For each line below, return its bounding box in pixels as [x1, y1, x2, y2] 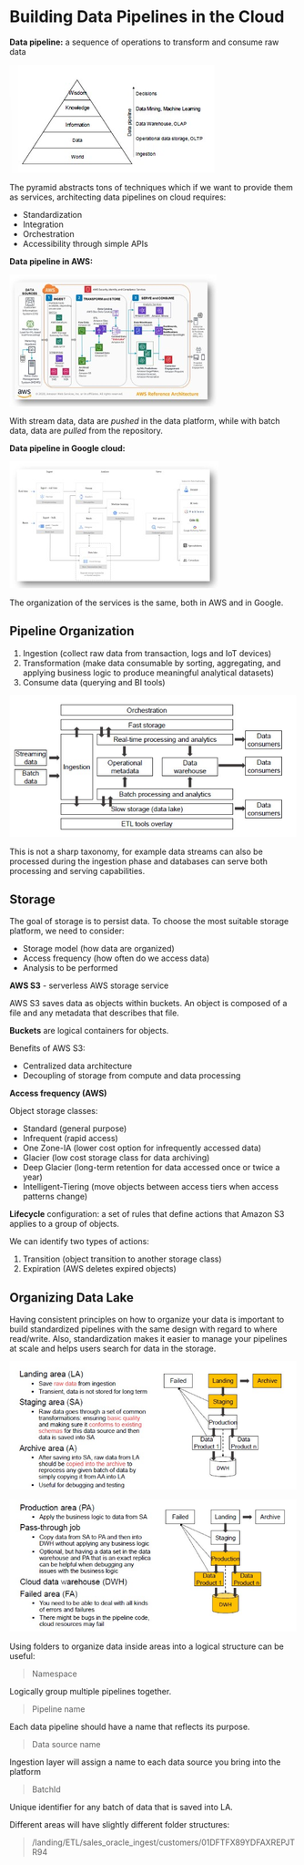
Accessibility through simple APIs [22, 238, 148, 249]
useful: [9, 1651, 35, 1662]
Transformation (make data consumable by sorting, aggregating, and [22, 657, 281, 668]
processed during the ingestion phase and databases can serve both [9, 855, 269, 867]
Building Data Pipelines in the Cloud [9, 6, 285, 27]
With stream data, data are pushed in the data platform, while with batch [9, 415, 280, 426]
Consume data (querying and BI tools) [22, 676, 166, 687]
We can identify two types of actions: [9, 1236, 150, 1247]
